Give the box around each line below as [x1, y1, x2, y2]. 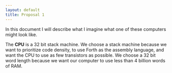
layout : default [5, 7, 40, 13]
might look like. [5, 31, 37, 38]
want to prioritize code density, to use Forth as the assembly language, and [5, 47, 164, 53]
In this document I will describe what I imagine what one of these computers [5, 26, 166, 32]
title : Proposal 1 [5, 12, 45, 17]
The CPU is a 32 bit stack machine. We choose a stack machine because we [5, 41, 167, 47]
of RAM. [5, 63, 23, 69]
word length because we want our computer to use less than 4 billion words [5, 57, 165, 63]
